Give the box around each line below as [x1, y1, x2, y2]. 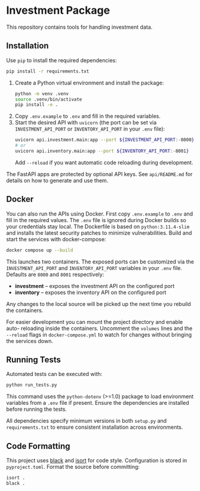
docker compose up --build [6, 247, 73, 253]
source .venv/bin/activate [14, 96, 82, 102]
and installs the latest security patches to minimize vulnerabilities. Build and [6, 229, 192, 237]
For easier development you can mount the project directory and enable [6, 318, 183, 325]
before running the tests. [6, 405, 67, 413]
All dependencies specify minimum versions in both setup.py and [6, 417, 167, 425]
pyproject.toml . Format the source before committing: [6, 463, 140, 471]
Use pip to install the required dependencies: [6, 56, 118, 63]
